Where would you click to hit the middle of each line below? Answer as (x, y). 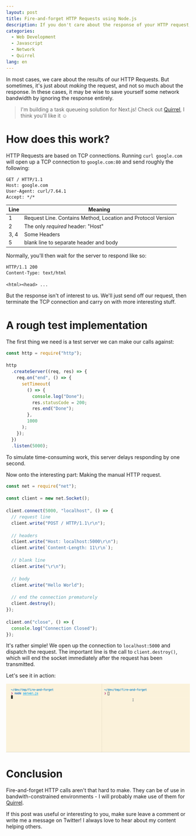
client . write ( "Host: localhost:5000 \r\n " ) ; (65, 542)
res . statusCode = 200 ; (60, 402)
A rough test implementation (77, 325)
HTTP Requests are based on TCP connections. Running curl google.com (94, 155)
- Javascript (27, 43)
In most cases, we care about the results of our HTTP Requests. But (87, 79)
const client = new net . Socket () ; (48, 498)
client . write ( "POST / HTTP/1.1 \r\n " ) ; (59, 523)
